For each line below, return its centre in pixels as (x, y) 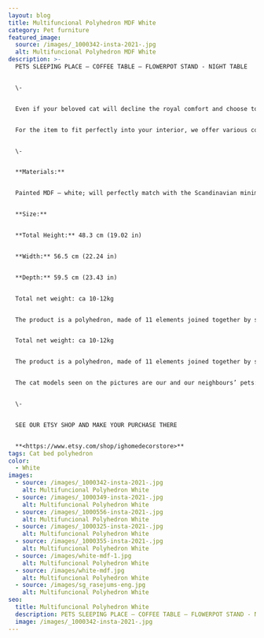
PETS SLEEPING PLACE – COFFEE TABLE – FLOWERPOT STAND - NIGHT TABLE (131, 67)
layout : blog (29, 15)
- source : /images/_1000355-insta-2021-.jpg (89, 541)
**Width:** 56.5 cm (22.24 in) (66, 256)
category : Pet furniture (49, 30)
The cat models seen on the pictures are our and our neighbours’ (126, 383)
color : (19, 461)
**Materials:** (40, 172)
